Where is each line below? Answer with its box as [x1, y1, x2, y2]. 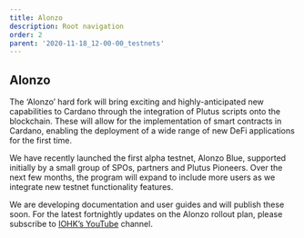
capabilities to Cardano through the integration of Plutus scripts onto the [9, 106, 280, 117]
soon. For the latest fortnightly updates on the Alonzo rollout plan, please [9, 209, 283, 220]
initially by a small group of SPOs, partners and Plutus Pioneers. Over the [9, 163, 283, 174]
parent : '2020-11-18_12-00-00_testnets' [9, 38, 166, 48]
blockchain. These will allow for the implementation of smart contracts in [9, 115, 282, 127]
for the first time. [9, 135, 73, 146]
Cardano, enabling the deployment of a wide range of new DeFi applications [9, 125, 296, 136]
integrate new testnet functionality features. [9, 182, 174, 193]
